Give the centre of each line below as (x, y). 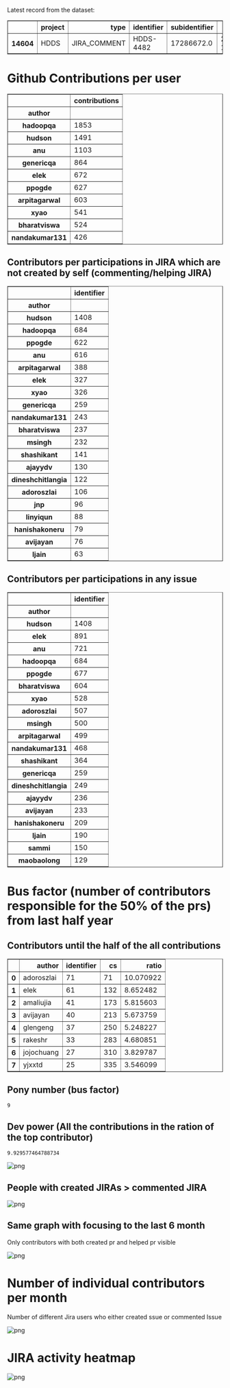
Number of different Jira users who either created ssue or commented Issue (115, 1317)
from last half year (60, 920)
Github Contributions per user (94, 79)
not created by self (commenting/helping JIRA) (110, 273)
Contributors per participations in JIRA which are (114, 263)
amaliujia (37, 1002)
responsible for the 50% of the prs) (109, 906)
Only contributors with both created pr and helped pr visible (91, 1242)
